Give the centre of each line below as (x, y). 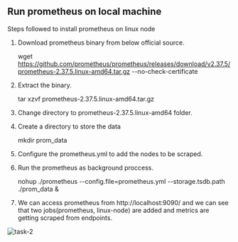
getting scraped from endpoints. (65, 218)
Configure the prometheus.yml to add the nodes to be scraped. (110, 154)
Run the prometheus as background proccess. (86, 167)
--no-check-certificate (164, 71)
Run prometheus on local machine (85, 12)
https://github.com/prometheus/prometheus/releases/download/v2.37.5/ (124, 64)
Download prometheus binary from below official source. (101, 43)
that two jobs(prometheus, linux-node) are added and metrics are (113, 210)
